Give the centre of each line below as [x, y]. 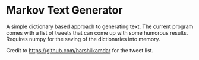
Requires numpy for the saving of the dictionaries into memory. [83, 39]
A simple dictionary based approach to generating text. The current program [100, 26]
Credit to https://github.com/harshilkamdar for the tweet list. [80, 50]
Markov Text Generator [64, 10]
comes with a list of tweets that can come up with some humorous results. [97, 32]
